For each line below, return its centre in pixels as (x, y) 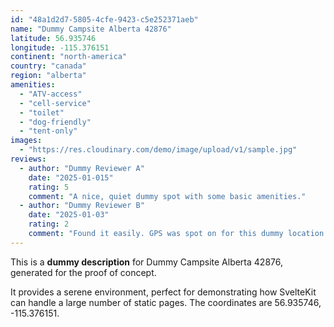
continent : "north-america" (69, 57)
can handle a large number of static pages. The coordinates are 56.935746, (166, 302)
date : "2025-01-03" (69, 215)
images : (26, 141)
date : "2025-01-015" (71, 177)
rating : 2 (49, 224)
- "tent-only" (48, 131)
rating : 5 (49, 187)
